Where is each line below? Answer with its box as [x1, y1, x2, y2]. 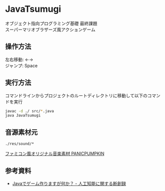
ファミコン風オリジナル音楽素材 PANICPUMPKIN [5, 151, 105, 156]
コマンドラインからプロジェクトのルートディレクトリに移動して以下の [5, 92, 148, 98]
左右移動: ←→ [5, 56, 34, 62]
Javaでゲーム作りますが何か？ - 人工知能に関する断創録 [12, 180, 126, 186]
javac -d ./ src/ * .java [5, 109, 54, 114]
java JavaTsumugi [5, 113, 41, 118]
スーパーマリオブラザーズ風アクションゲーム [5, 26, 96, 33]
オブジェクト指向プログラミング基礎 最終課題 [5, 20, 97, 26]
